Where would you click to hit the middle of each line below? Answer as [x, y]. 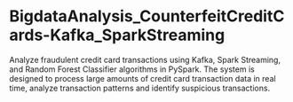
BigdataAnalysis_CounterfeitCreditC [147, 16]
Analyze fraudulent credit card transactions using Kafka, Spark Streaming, [145, 59]
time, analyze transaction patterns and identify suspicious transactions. [140, 88]
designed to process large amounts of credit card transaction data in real [143, 78]
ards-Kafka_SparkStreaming [117, 35]
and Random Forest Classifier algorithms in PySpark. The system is [132, 69]
